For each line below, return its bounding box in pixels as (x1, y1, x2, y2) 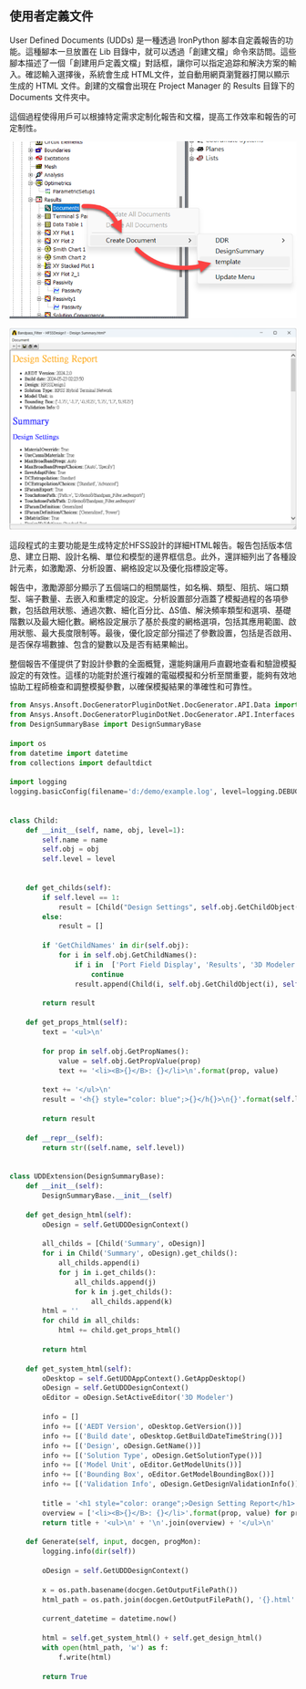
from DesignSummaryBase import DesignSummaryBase (9, 720, 202, 729)
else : (42, 912, 64, 921)
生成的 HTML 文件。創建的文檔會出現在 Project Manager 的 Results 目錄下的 (9, 80, 295, 91)
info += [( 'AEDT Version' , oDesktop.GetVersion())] (42, 1422, 243, 1431)
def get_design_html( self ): (25, 1210, 132, 1219)
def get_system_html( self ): (25, 1364, 132, 1373)
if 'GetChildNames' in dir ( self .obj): (42, 941, 189, 950)
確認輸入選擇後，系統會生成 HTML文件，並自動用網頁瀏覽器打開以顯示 (25, 68, 290, 79)
